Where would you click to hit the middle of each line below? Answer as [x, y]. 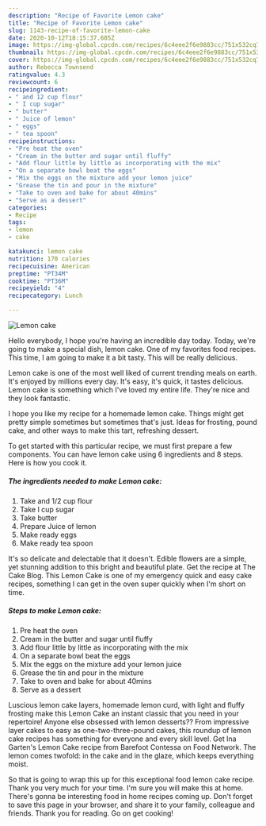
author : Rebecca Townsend [51, 68]
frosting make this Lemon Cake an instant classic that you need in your [123, 713]
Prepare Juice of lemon [58, 526]
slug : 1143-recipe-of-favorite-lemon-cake [79, 30]
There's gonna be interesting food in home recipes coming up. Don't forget [131, 796]
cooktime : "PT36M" [38, 281]
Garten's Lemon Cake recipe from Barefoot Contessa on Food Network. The [132, 747]
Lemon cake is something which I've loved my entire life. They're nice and [129, 390]
